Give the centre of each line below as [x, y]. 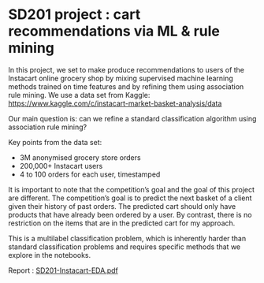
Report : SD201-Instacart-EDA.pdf [63, 270]
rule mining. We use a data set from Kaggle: [79, 95]
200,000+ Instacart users [61, 166]
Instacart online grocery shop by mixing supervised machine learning [121, 78]
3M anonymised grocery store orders [80, 157]
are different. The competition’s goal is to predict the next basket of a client [130, 198]
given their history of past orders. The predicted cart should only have [122, 206]
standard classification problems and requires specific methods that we [125, 247]
